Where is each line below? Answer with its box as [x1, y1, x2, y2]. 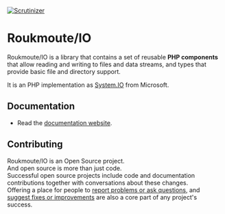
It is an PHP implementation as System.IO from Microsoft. [7, 81, 169, 89]
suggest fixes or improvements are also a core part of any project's [7, 193, 198, 201]
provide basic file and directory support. [7, 67, 121, 75]
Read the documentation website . [16, 118, 113, 126]
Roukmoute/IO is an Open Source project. [7, 157, 125, 165]
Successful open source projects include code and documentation [7, 171, 196, 179]
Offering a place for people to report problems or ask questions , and [7, 185, 200, 194]
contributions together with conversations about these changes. [7, 178, 189, 187]
